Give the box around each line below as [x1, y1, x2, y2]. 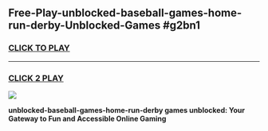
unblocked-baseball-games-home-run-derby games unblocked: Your [8, 105, 246, 114]
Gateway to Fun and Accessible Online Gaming [8, 114, 167, 123]
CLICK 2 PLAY [8, 72, 64, 83]
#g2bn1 [162, 19, 201, 33]
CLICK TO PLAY [8, 43, 70, 54]
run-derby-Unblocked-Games [8, 19, 161, 33]
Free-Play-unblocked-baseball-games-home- [8, 6, 242, 20]
